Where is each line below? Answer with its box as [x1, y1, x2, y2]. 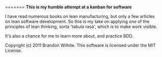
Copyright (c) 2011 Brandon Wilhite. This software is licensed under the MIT [5, 43, 156, 48]
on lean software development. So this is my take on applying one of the [5, 19, 149, 24]
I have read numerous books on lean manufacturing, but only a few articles [5, 14, 155, 19]
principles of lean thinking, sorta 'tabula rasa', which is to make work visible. [5, 24, 158, 29]
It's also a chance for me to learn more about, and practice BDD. [5, 33, 133, 39]
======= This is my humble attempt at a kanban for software [5, 4, 132, 10]
